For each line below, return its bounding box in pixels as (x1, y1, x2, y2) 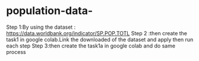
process (6, 48, 26, 55)
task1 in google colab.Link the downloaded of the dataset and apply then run (6, 36, 194, 43)
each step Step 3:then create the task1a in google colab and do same (6, 42, 176, 49)
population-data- (6, 4, 93, 18)
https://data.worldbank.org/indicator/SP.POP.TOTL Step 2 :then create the (6, 29, 188, 36)
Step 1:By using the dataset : (6, 23, 76, 30)
